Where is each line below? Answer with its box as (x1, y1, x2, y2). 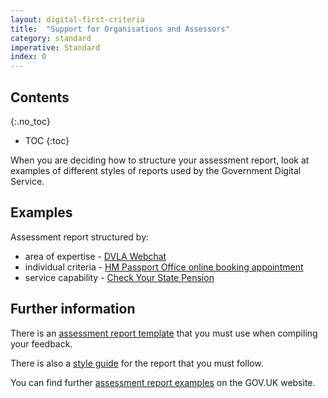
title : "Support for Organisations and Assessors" (10, 24, 230, 34)
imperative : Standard (10, 42, 101, 53)
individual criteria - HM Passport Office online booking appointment (24, 261, 304, 273)
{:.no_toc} (10, 115, 51, 127)
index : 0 (10, 52, 47, 62)
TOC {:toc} (24, 134, 70, 146)
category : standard (10, 33, 92, 43)
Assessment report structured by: (10, 231, 150, 243)
